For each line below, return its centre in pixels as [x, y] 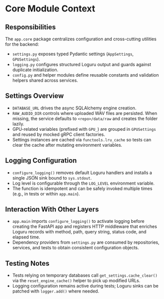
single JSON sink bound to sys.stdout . [52, 178]
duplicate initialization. [35, 70]
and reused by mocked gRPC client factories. [59, 134]
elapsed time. [26, 237]
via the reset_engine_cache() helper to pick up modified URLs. [76, 281]
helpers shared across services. [45, 80]
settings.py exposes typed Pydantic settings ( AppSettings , [73, 54]
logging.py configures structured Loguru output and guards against [82, 64]
